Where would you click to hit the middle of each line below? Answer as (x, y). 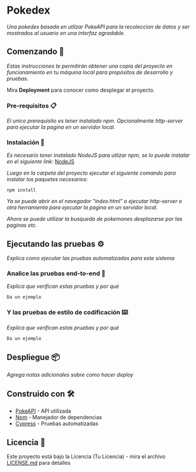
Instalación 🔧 (26, 142)
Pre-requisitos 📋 (32, 105)
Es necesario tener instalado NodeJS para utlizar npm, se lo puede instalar (98, 155)
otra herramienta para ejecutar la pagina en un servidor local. (82, 207)
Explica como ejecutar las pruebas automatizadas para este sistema (91, 258)
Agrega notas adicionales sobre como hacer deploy (70, 374)
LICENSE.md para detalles (39, 463)
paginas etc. (22, 225)
